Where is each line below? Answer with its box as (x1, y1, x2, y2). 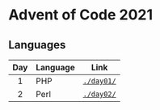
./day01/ (82, 77, 116, 86)
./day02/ (82, 90, 116, 99)
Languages (8, 38, 66, 52)
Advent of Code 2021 (8, 6, 154, 24)
